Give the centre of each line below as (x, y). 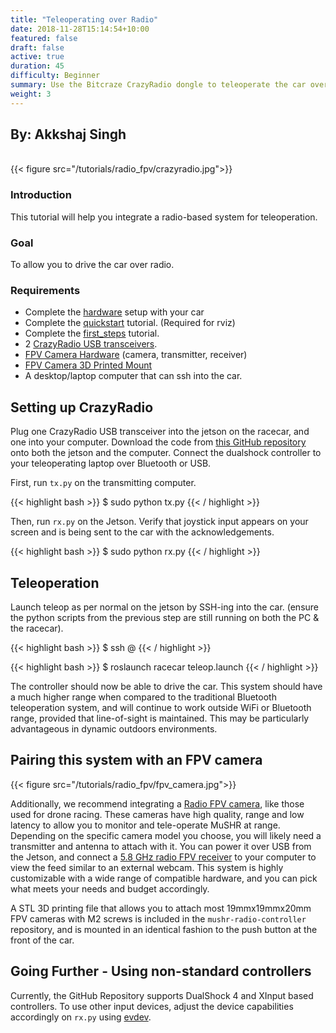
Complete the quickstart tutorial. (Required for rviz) (130, 323)
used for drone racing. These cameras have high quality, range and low (157, 814)
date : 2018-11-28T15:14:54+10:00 (80, 29)
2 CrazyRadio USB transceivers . (91, 344)
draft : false (37, 47)
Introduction (41, 195)
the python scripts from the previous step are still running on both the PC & (165, 617)
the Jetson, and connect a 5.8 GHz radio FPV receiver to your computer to (163, 857)
